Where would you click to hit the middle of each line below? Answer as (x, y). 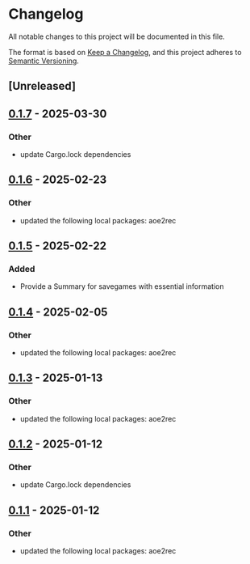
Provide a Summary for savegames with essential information (122, 286)
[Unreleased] (42, 86)
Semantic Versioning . (44, 61)
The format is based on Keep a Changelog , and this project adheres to (125, 52)
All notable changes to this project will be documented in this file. (117, 36)
